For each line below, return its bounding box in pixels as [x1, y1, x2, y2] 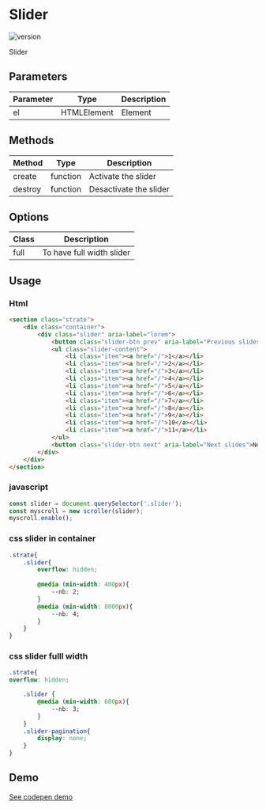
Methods [9, 134, 54, 147]
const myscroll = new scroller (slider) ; [9, 507, 144, 515]
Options [9, 210, 50, 223]
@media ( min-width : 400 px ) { [37, 580, 129, 589]
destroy [13, 184, 42, 195]
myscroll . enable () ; [9, 515, 73, 522]
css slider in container [9, 533, 96, 544]
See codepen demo [9, 792, 73, 801]
